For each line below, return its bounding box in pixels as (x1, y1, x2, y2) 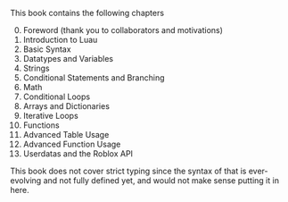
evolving (10, 175, 42, 186)
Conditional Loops (22, 91, 91, 102)
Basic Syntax (22, 44, 71, 55)
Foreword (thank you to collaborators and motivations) (22, 25, 224, 35)
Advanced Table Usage (22, 130, 110, 139)
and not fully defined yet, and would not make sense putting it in (43, 175, 280, 186)
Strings (22, 63, 50, 73)
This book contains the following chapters (10, 8, 164, 18)
